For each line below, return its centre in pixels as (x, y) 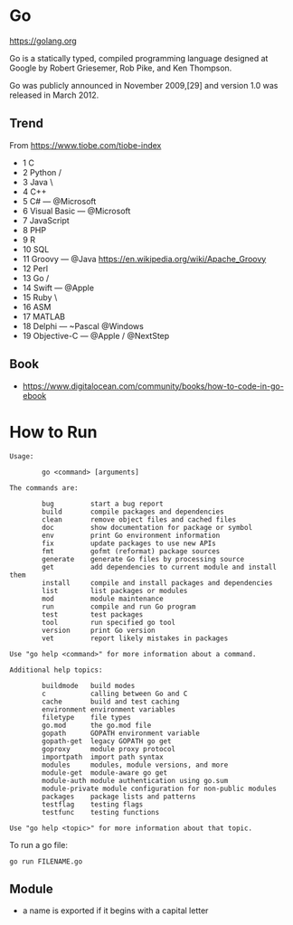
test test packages (93, 614)
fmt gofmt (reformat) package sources (131, 551)
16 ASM (37, 307)
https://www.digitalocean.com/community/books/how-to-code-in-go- (153, 386)
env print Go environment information (131, 535)
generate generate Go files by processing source (143, 559)
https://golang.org (43, 41)
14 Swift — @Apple (58, 288)
